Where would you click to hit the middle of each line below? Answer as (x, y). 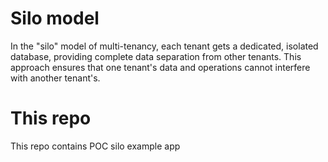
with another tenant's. (55, 78)
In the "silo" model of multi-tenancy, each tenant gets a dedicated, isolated (164, 46)
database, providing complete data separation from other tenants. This (156, 56)
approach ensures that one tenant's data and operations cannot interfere (160, 67)
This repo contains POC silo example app (95, 146)
